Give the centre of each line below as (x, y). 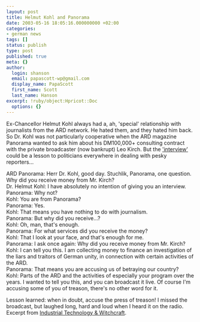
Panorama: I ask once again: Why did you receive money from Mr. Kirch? (96, 243)
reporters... (20, 162)
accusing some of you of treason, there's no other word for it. (82, 288)
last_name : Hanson (35, 95)
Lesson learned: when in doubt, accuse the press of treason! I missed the (97, 300)
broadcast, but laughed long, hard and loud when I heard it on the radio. (95, 306)
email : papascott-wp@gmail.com (51, 79)
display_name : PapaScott (43, 85)
